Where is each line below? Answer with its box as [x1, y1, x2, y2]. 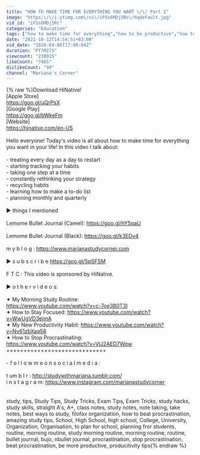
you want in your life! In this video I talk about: [6, 143, 119, 151]
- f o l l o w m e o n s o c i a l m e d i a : [6, 359, 101, 367]
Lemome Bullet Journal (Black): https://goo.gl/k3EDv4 [6, 233, 139, 240]
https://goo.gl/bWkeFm [6, 112, 63, 119]
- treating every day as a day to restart [6, 156, 101, 163]
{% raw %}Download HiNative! [6, 86, 82, 93]
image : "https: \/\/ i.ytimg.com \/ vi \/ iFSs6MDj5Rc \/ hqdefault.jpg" [6, 14, 171, 20]
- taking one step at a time [6, 169, 71, 176]
